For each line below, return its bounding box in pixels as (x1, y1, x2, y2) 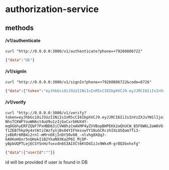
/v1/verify (5, 99, 26, 105)
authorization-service (5, 4, 99, 15)
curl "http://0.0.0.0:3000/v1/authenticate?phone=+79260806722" (5, 49, 143, 54)
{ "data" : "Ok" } (5, 57, 35, 62)
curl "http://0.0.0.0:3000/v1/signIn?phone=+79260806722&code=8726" (5, 79, 152, 84)
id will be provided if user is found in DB (5, 159, 88, 165)
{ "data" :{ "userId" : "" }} (5, 150, 55, 155)
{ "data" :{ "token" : (5, 88, 44, 94)
